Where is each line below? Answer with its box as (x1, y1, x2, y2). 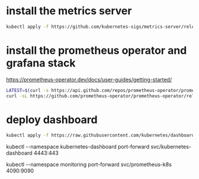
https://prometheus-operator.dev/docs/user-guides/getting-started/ (6, 76, 172, 83)
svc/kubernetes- (150, 143, 191, 151)
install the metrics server (6, 4, 132, 18)
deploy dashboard (6, 113, 98, 126)
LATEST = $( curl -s (6, 87, 49, 93)
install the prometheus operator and (6, 44, 187, 57)
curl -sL (6, 93, 28, 99)
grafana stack (6, 56, 76, 69)
